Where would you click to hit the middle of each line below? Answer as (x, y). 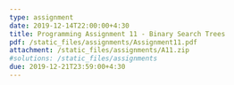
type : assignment (42, 17)
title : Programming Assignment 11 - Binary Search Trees (117, 34)
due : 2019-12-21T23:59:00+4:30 (67, 67)
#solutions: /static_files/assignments (84, 58)
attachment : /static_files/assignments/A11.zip (100, 50)
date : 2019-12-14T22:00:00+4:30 (69, 26)
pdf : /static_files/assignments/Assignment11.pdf (104, 42)
